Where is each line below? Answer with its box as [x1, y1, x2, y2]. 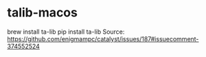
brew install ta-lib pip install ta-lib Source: [7, 27, 125, 36]
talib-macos [7, 5, 78, 21]
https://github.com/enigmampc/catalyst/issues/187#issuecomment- [7, 34, 199, 43]
